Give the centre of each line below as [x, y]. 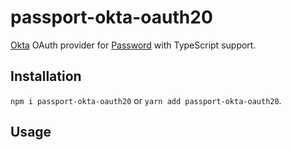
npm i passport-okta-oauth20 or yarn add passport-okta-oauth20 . [146, 100]
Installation [46, 76]
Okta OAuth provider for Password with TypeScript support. [133, 45]
